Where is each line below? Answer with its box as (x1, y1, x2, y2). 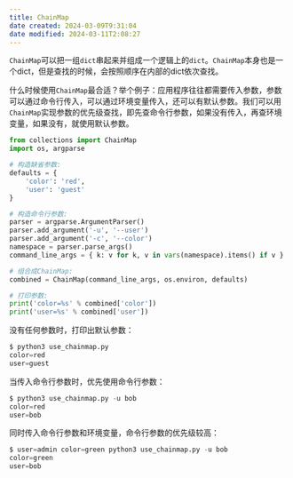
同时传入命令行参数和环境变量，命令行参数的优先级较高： (9, 427, 219, 438)
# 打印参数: (9, 291, 49, 300)
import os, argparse (9, 144, 86, 154)
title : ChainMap (9, 12, 69, 22)
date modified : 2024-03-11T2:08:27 (9, 29, 141, 38)
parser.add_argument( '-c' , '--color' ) (9, 235, 153, 243)
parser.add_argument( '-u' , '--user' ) (9, 226, 149, 235)
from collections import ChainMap (9, 136, 138, 145)
